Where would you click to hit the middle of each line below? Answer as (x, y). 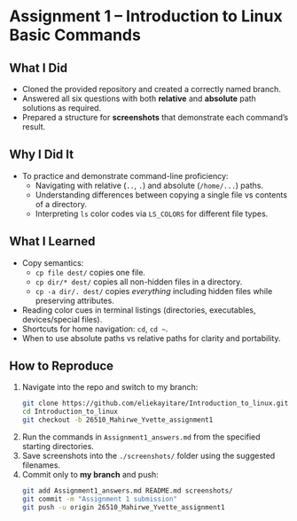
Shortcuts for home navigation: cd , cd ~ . (95, 329)
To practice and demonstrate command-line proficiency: (125, 175)
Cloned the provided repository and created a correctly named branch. (152, 89)
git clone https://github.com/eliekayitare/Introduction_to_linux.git (155, 404)
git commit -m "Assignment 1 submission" (100, 499)
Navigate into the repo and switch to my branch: (110, 387)
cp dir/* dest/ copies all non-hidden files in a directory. (139, 282)
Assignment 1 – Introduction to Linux (146, 16)
